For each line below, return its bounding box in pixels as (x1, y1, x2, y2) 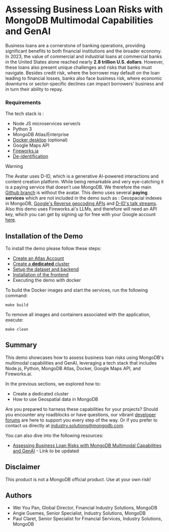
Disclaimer (5, 463, 40, 471)
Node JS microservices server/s (12, 121, 81, 127)
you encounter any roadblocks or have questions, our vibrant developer (5, 411, 156, 417)
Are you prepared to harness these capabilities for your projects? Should (5, 406, 158, 412)
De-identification (12, 153, 49, 160)
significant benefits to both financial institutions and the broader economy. (5, 48, 162, 54)
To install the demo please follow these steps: (5, 245, 102, 252)
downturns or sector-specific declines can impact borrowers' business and (5, 81, 164, 87)
